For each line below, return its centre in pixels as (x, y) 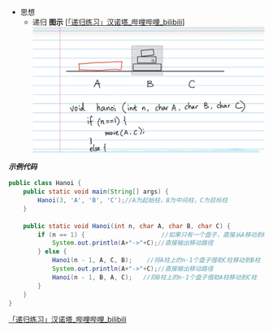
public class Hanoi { (45, 183)
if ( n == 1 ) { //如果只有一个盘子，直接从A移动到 (150, 235)
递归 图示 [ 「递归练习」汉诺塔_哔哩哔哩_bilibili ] (108, 22)
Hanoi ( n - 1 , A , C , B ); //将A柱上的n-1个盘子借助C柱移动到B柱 (156, 261)
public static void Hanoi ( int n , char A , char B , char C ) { (127, 226)
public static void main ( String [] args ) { (96, 192)
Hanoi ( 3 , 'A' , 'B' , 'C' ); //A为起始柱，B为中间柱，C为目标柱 (133, 200)
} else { (52, 252)
